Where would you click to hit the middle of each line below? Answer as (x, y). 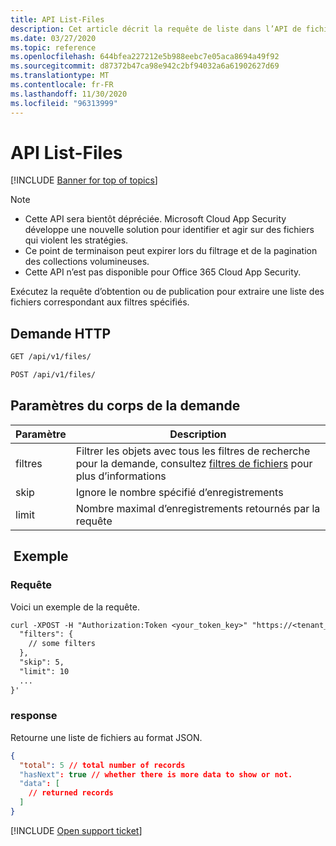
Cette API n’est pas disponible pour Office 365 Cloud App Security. (163, 272)
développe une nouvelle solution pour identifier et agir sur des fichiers (169, 230)
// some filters (62, 644)
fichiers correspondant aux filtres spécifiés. (100, 302)
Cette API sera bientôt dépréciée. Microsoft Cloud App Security (155, 219)
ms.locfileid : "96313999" (64, 103)
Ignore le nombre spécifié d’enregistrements (179, 492)
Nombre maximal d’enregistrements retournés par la (198, 508)
